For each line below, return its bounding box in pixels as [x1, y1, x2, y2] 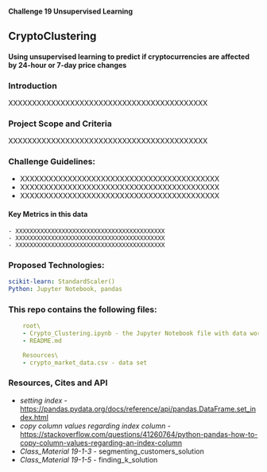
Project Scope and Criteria [8, 118, 113, 129]
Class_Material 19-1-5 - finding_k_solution [19, 454, 158, 464]
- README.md [22, 336, 62, 344]
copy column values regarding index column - [19, 421, 171, 431]
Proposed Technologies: [8, 259, 105, 270]
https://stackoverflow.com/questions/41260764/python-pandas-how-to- [19, 429, 258, 439]
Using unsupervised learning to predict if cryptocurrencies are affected [8, 52, 250, 61]
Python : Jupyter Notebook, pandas [8, 285, 123, 293]
